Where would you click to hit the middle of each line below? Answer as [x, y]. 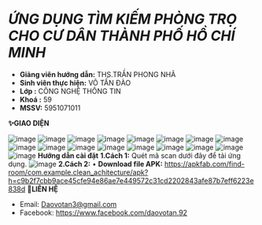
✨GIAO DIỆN [29, 123]
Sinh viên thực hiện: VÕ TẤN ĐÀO [75, 83]
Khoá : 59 [36, 99]
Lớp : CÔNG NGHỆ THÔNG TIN [70, 91]
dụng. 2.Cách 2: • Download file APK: [85, 164]
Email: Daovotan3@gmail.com [68, 204]
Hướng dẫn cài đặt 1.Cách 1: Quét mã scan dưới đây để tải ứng [140, 155]
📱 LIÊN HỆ [42, 189]
